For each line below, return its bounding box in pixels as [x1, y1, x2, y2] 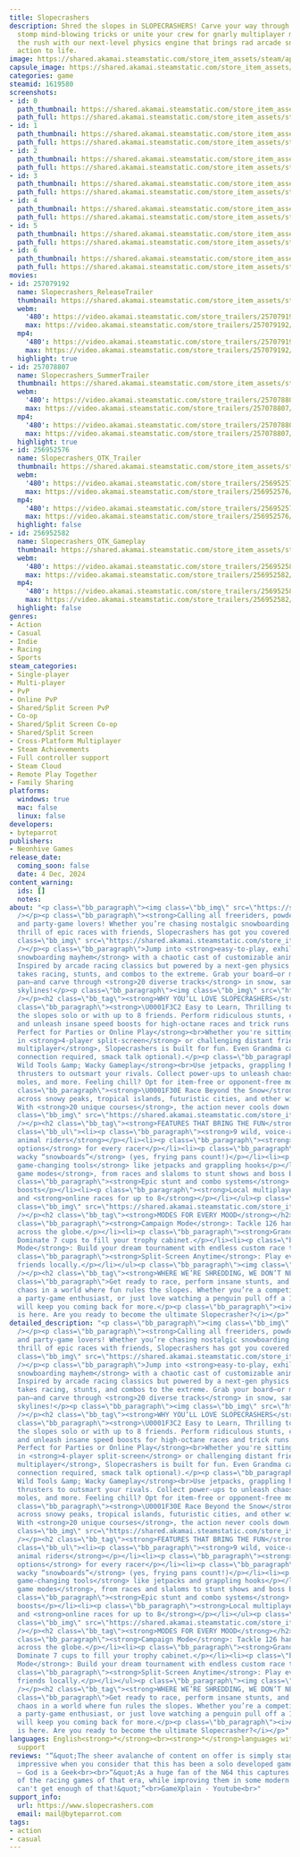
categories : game [9, 72, 74, 81]
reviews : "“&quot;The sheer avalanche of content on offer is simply [9, 1751, 274, 1760]
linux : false [17, 811, 66, 820]
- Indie [9, 637, 38, 646]
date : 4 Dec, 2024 [17, 869, 87, 878]
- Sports [9, 654, 42, 663]
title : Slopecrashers [9, 13, 90, 22]
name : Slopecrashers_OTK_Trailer [17, 454, 142, 463]
